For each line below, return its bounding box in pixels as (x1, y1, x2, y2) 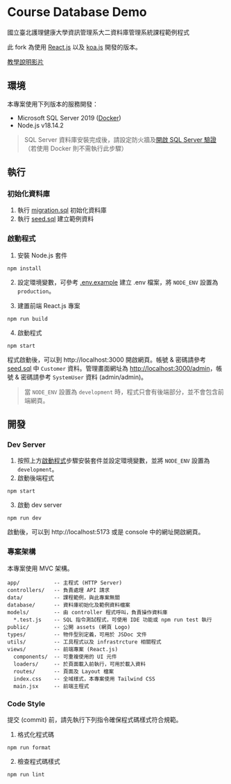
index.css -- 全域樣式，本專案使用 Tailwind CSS (13, 675, 155, 682)
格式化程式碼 (17, 730, 54, 739)
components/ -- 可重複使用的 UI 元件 (13, 653, 117, 660)
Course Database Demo (7, 4, 147, 20)
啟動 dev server (17, 501, 62, 509)
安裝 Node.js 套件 (17, 251, 68, 259)
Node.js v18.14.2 (17, 121, 64, 129)
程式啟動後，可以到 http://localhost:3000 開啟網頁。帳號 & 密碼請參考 (7, 355, 206, 364)
